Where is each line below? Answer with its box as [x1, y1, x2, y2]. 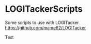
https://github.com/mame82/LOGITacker [5, 24, 86, 30]
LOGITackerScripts [5, 3, 83, 15]
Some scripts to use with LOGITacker [5, 20, 79, 25]
